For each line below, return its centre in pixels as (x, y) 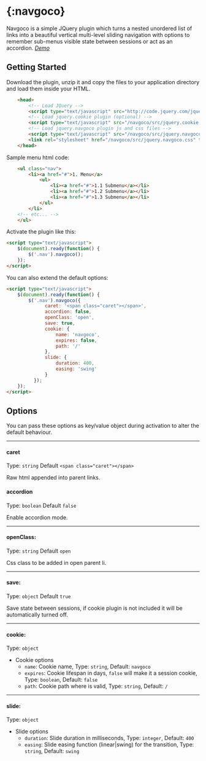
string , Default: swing (52, 751)
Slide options (32, 731)
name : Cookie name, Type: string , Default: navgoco (88, 667)
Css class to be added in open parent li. (56, 562)
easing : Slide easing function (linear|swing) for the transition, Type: (109, 744)
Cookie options (34, 660)
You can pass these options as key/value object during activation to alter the (103, 426)
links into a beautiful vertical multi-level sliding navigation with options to (98, 34)
